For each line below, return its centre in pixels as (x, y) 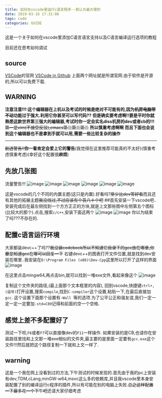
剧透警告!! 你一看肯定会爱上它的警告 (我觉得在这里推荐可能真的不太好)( (74, 148)
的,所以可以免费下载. (25, 82)
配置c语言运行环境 (32, 235)
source (16, 63)
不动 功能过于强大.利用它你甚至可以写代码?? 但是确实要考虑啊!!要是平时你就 (80, 115)
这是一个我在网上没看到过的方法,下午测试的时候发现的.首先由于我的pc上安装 (81, 373)
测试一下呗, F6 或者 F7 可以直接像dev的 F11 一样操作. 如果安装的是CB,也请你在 (79, 333)
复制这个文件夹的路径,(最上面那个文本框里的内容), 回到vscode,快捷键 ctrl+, (80, 285)
